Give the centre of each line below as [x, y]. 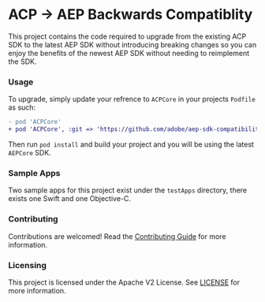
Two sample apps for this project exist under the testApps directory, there [128, 190]
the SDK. [22, 62]
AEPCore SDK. [30, 152]
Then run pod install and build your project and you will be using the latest [131, 144]
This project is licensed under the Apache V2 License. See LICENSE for [124, 282]
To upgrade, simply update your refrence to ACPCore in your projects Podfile [132, 99]
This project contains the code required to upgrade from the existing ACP [127, 36]
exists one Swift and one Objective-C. [70, 199]
